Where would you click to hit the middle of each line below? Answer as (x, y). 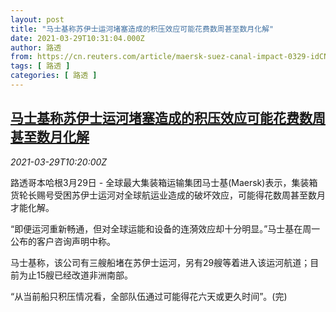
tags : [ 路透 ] (40, 66)
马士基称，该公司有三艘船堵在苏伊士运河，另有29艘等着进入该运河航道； (160, 262)
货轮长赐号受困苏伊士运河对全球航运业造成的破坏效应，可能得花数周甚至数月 (168, 195)
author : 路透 (36, 47)
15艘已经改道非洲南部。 (84, 275)
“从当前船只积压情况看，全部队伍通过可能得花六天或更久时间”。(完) (149, 296)
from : (21, 57)
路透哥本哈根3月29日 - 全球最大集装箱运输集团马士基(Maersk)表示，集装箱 (164, 182)
